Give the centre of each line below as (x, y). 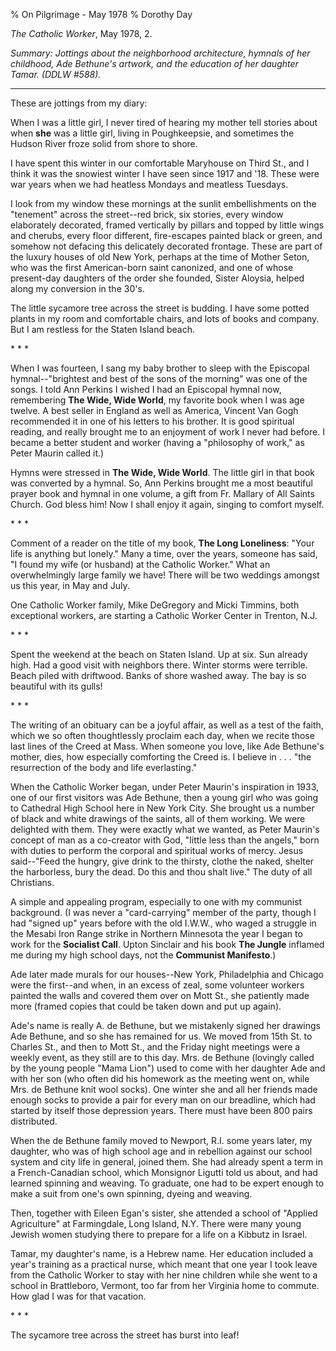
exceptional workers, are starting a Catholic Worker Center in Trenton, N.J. (164, 615)
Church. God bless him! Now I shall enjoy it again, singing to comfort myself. (167, 504)
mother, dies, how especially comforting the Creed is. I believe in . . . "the (161, 757)
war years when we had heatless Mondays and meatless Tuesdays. (149, 184)
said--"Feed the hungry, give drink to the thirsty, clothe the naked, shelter (162, 861)
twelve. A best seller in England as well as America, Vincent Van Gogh (154, 410)
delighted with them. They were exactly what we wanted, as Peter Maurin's (165, 829)
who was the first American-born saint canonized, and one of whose (152, 267)
